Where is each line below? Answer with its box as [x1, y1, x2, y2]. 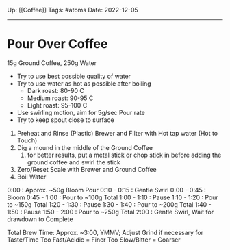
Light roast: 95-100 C [27, 101, 88, 109]
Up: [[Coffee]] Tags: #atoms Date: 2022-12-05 [7, 6, 138, 14]
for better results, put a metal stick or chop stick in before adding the [27, 151, 222, 159]
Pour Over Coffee [7, 36, 108, 52]
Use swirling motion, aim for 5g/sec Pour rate [16, 108, 146, 116]
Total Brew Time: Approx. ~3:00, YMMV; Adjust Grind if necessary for [7, 228, 204, 236]
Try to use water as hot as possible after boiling [16, 79, 152, 88]
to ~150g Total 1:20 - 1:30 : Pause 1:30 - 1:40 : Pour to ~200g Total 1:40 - [7, 200, 212, 208]
